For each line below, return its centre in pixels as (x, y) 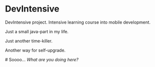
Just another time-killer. (29, 41)
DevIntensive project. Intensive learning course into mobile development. (78, 22)
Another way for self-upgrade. (35, 50)
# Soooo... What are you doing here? (42, 59)
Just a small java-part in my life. (37, 31)
